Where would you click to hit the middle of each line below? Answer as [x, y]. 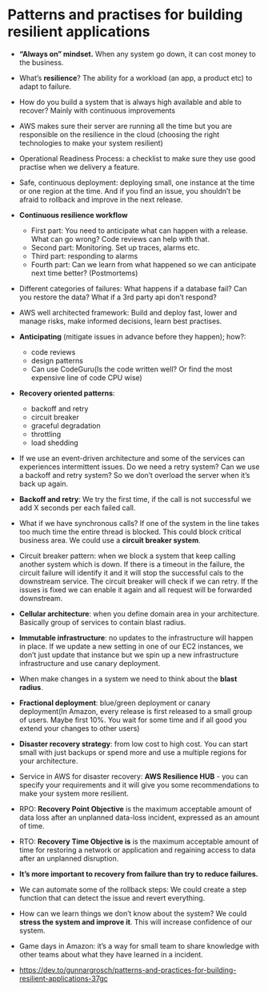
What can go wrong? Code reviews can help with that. [120, 239]
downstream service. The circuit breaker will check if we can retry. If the [138, 581]
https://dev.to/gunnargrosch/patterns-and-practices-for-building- [128, 969]
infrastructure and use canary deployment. [90, 663]
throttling [46, 434]
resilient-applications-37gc [64, 978]
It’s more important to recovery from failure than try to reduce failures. [139, 873]
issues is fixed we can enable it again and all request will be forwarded [136, 589]
